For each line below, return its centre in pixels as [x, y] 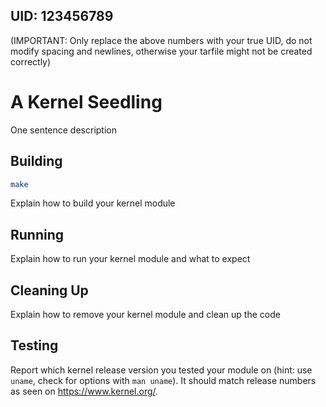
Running [37, 234]
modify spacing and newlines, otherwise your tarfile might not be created [161, 51]
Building [36, 161]
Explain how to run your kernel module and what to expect [130, 259]
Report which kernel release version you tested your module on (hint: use [161, 370]
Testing [34, 345]
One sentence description [64, 130]
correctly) [31, 61]
